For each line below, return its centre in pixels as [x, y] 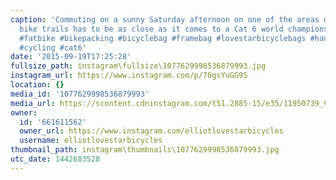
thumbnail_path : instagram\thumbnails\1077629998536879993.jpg [145, 150]
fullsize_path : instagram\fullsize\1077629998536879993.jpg [138, 66]
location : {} [37, 85]
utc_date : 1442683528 [55, 159]
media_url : [33, 103]
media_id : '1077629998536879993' [80, 94]
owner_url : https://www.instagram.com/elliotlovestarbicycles [151, 131]
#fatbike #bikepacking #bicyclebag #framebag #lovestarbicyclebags [163, 38]
